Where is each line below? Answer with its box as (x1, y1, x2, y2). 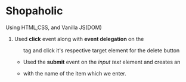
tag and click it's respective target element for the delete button (23, 46, 180, 54)
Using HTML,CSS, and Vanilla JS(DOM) (5, 24, 102, 31)
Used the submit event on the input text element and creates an (23, 58, 181, 65)
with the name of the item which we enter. (23, 70, 126, 77)
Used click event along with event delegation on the (14, 35, 144, 42)
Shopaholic (5, 4, 63, 18)
